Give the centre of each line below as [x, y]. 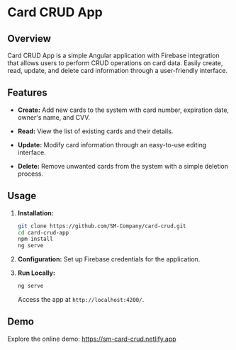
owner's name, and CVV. [54, 117]
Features [27, 93]
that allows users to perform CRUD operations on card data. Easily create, [115, 63]
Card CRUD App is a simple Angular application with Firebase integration [113, 55]
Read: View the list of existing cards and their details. [95, 131]
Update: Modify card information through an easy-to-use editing [112, 145]
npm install [35, 239]
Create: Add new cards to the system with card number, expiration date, [123, 110]
